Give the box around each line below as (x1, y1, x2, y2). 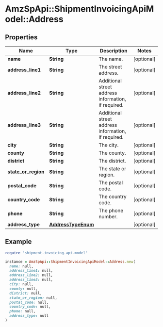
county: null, (9, 286, 38, 291)
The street (98, 64, 122, 70)
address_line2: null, (9, 273, 53, 278)
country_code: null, (9, 304, 51, 309)
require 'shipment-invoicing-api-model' (5, 250, 88, 255)
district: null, (9, 291, 42, 295)
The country (98, 193, 127, 200)
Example (5, 238, 32, 246)
